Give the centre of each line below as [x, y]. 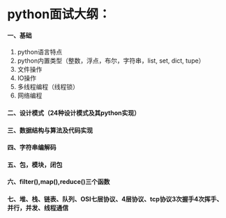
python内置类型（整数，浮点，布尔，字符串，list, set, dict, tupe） [111, 61]
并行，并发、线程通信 [38, 208]
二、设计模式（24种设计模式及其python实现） [74, 113]
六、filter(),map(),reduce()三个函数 [59, 182]
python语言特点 [40, 52]
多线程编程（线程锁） [48, 87]
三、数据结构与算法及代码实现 [50, 130]
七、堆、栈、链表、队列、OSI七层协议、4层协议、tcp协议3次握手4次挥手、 [115, 198]
